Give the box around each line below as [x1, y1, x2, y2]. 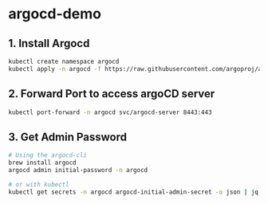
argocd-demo [8, 5, 102, 23]
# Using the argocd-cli [8, 151, 88, 159]
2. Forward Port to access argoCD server [8, 87, 215, 100]
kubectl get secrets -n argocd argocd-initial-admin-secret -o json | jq [8, 188, 259, 196]
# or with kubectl [8, 180, 69, 188]
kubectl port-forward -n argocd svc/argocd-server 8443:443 [8, 108, 213, 116]
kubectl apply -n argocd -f [8, 65, 102, 73]
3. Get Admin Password [8, 130, 128, 143]
